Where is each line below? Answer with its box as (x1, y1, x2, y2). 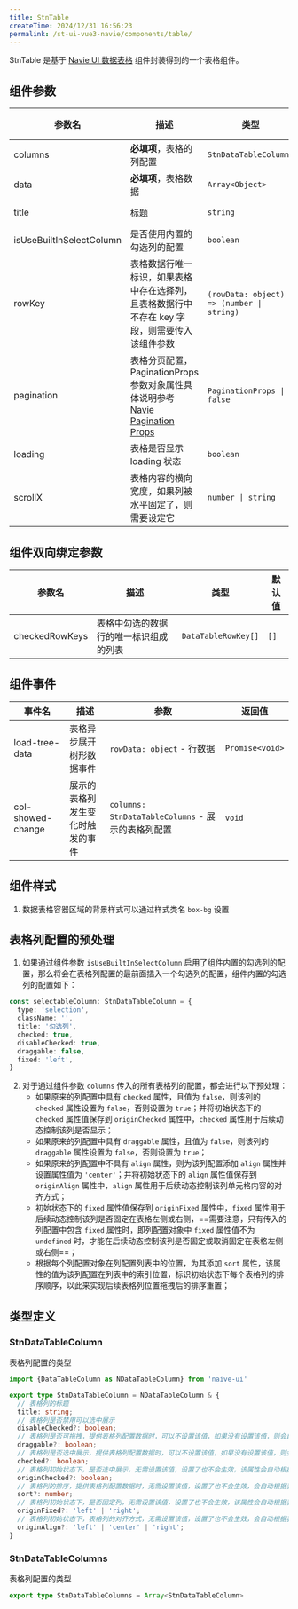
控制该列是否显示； (43, 1124, 114, 1136)
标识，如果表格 (129, 272, 193, 284)
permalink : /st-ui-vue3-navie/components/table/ (9, 29, 192, 38)
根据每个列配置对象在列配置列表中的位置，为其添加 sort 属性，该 (35, 1258, 274, 1269)
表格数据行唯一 (129, 258, 193, 271)
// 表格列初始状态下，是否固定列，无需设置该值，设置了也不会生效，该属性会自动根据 (17, 1498, 286, 1507)
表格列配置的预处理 (9, 933, 114, 948)
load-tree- (13, 736, 60, 748)
